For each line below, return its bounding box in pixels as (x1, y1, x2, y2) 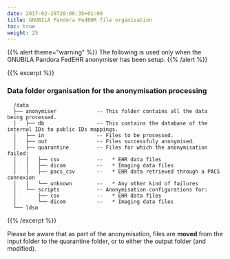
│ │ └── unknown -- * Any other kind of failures (13, 180, 198, 187)
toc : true (7, 23, 36, 30)
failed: (7, 149, 30, 157)
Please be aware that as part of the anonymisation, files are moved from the (7, 229, 224, 238)
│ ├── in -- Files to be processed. (13, 132, 174, 138)
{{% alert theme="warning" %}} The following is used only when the (7, 48, 202, 56)
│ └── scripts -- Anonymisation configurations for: (13, 186, 208, 193)
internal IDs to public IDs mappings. (7, 125, 118, 133)
